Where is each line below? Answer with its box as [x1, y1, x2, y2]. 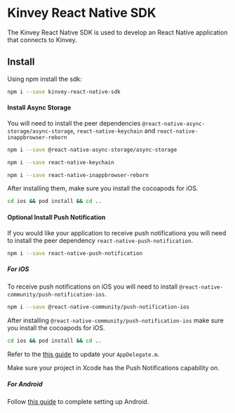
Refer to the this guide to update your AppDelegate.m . [7, 350, 160, 359]
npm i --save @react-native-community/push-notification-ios [7, 303, 190, 310]
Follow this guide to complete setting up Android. [7, 398, 149, 406]
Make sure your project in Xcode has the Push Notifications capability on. [7, 364, 220, 372]
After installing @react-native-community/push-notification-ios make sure [7, 316, 224, 324]
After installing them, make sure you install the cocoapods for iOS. [7, 184, 199, 192]
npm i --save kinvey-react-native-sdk [7, 88, 121, 96]
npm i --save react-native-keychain [7, 159, 114, 166]
